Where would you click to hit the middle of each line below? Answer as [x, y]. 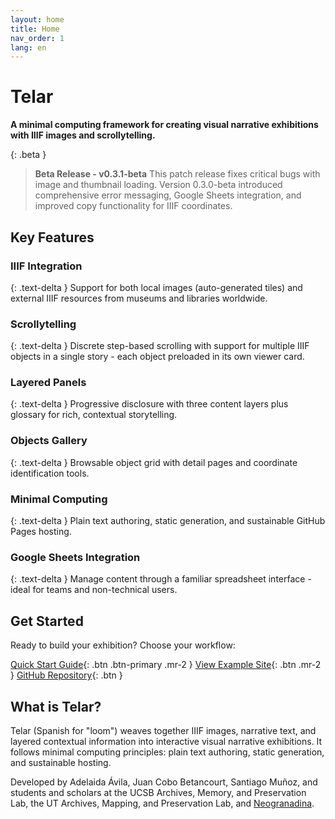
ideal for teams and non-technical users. [94, 590]
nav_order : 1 [37, 38]
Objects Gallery [49, 441]
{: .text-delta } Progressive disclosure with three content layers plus [149, 404]
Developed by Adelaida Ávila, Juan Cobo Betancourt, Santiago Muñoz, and [164, 782]
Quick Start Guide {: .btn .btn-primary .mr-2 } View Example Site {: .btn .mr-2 [166, 665]
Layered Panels [48, 383]
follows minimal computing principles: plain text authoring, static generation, [167, 752]
